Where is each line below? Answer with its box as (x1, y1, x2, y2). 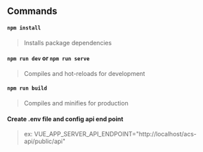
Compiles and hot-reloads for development (23, 69, 146, 77)
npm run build (7, 85, 48, 92)
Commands (7, 5, 58, 17)
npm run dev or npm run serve (7, 54, 90, 62)
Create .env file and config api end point (7, 114, 124, 123)
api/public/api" (23, 137, 66, 146)
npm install (7, 24, 41, 31)
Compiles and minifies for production (23, 99, 128, 107)
